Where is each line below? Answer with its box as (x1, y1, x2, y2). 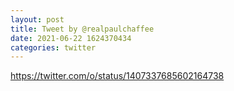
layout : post (10, 14, 65, 25)
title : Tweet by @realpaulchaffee (10, 24, 155, 34)
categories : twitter (10, 42, 97, 53)
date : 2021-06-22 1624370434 (10, 33, 132, 43)
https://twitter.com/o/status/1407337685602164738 (10, 70, 225, 82)
